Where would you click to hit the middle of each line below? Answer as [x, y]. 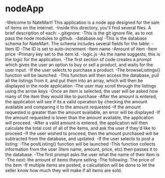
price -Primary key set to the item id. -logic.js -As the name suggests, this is [82, 54]
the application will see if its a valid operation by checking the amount [76, 101]
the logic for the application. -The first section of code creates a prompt [79, 59]
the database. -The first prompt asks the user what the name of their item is [82, 154]
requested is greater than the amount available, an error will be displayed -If [82, 112]
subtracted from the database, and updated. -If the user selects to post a [80, 138]
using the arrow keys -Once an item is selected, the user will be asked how [82, 91]
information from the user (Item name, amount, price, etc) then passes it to [81, 149]
